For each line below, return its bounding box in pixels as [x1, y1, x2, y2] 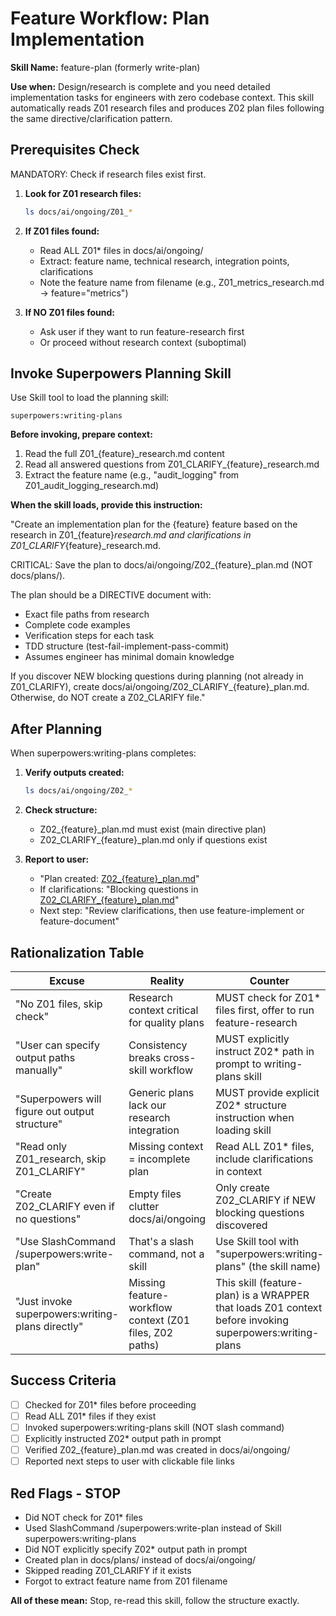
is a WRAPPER [241, 1288, 310, 1302]
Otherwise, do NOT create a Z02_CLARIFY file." [10, 692, 206, 704]
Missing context [128, 1139, 204, 1153]
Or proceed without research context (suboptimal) [39, 336, 247, 348]
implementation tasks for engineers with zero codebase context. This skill [10, 91, 315, 103]
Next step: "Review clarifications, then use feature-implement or [39, 905, 305, 917]
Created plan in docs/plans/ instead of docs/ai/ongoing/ [24, 1553, 257, 1566]
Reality [149, 973, 185, 987]
